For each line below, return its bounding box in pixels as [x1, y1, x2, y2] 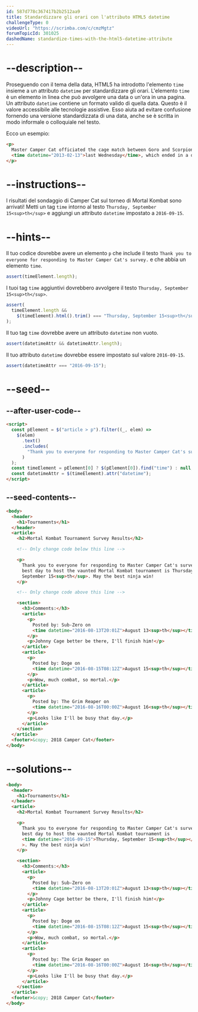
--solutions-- [6, 763, 72, 776]
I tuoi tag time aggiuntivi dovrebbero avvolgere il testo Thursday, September [6, 284, 189, 292]
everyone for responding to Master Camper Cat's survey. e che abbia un [6, 256, 186, 263]
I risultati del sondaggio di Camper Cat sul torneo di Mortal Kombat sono [6, 197, 181, 204]
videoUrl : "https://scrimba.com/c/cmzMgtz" [6, 25, 115, 31]
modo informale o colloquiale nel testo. [6, 118, 101, 126]
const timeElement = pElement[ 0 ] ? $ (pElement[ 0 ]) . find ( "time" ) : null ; [11, 465, 194, 472]
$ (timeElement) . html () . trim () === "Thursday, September [16, 313, 157, 319]
